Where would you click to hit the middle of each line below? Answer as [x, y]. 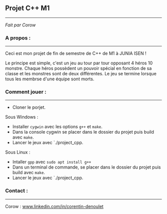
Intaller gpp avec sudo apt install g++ [52, 162]
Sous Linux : [18, 152]
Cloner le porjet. [29, 107]
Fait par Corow [20, 25]
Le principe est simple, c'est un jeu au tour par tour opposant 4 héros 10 [79, 63]
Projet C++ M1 [28, 8]
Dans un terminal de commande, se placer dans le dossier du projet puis [86, 167]
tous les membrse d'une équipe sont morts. [50, 79]
